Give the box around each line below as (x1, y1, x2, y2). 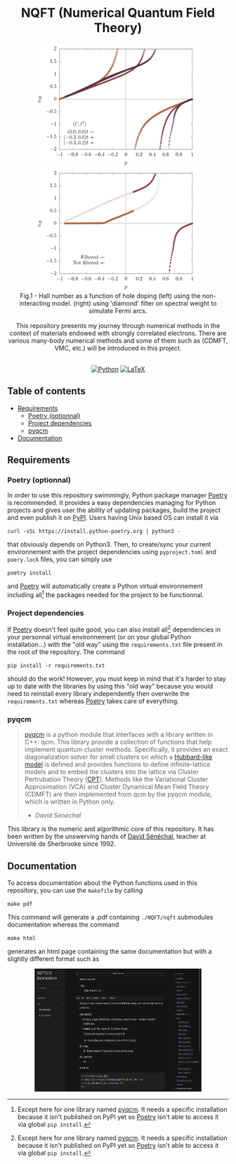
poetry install (7, 570, 52, 577)
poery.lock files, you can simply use (7, 555, 112, 563)
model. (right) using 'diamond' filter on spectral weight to (51, 299, 217, 307)
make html (7, 935, 37, 942)
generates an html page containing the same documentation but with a (7, 947, 212, 956)
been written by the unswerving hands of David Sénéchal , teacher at (7, 832, 206, 841)
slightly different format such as (7, 955, 100, 963)
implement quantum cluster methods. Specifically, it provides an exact (24, 745, 228, 754)
